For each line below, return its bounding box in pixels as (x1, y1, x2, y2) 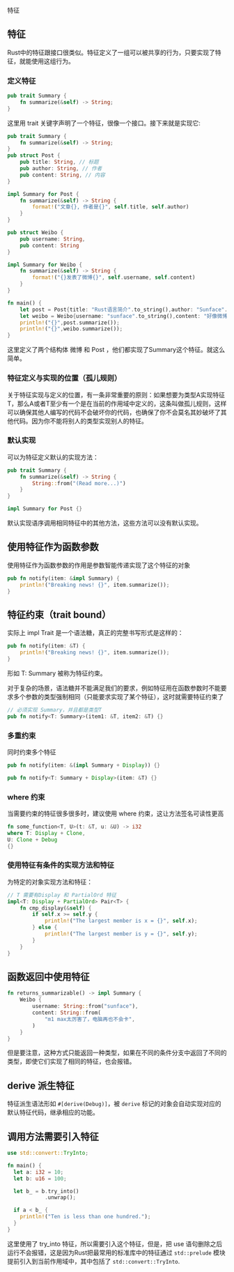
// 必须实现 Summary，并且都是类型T (7, 706, 102, 713)
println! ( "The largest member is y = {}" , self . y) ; (44, 930, 198, 937)
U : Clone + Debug (7, 836, 58, 843)
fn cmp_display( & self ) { (19, 905, 92, 912)
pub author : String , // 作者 (19, 165, 102, 172)
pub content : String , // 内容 (19, 171, 106, 178)
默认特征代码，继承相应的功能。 (7, 1108, 99, 1117)
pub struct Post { (7, 152, 61, 159)
